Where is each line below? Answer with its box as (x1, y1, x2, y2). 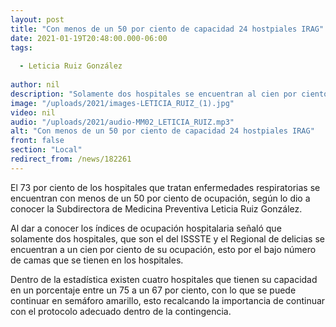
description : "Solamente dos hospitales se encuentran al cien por (10, 89, 298, 99)
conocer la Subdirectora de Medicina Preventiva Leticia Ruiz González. (10, 202, 303, 215)
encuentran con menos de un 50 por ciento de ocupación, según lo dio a (10, 192, 311, 204)
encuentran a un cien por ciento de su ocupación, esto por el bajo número (10, 243, 317, 255)
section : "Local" (10, 145, 83, 155)
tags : (10, 42, 33, 53)
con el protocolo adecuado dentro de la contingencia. (10, 305, 232, 317)
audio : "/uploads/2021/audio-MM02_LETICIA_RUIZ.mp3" (10, 117, 235, 127)
